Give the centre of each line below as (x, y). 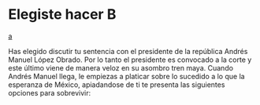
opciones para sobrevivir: (50, 92)
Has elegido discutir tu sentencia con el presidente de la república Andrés (128, 51)
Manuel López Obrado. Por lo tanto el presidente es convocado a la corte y (130, 60)
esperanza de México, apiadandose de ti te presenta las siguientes (117, 85)
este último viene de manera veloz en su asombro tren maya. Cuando (121, 67)
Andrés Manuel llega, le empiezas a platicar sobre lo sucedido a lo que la (127, 76)
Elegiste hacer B (62, 14)
